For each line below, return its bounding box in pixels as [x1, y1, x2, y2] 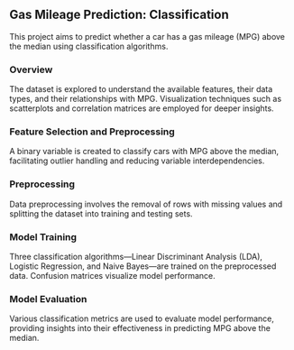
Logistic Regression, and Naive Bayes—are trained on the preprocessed [9, 261, 277, 272]
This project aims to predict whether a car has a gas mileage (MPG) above [9, 31, 286, 41]
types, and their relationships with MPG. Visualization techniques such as [9, 94, 282, 105]
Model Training [9, 230, 78, 243]
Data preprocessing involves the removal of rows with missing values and [9, 198, 283, 209]
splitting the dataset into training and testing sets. [9, 207, 193, 219]
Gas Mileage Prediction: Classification [9, 7, 229, 23]
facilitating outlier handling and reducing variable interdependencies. [9, 155, 265, 166]
